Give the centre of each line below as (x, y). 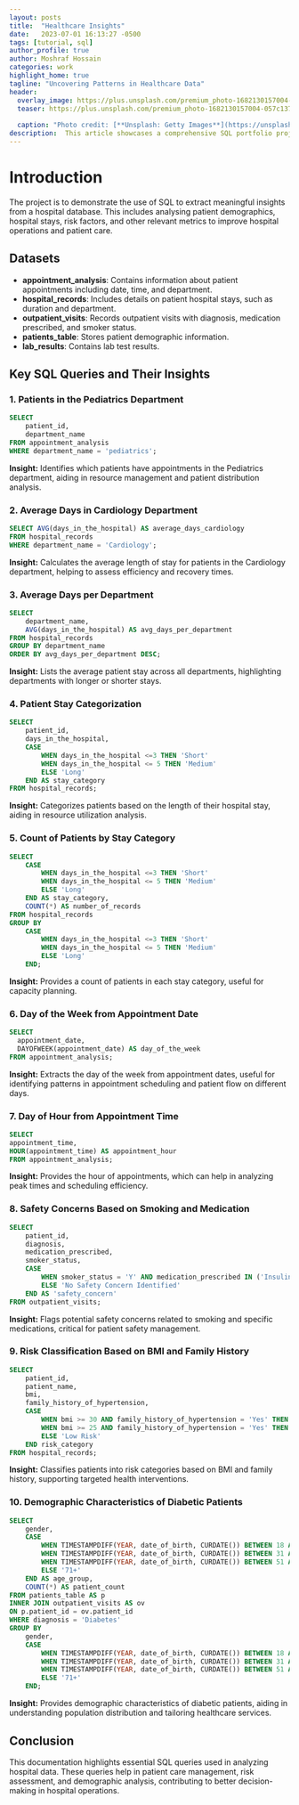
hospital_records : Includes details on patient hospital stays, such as (147, 298)
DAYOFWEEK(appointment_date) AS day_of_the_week (109, 1049)
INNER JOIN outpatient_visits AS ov (77, 1604)
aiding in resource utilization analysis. (78, 815)
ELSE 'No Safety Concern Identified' (111, 1285)
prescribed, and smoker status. (79, 327)
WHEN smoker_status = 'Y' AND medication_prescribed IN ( (151, 1277)
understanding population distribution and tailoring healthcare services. (141, 1713)
